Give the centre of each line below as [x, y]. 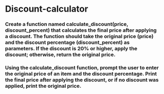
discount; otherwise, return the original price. [60, 55]
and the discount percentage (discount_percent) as [67, 42]
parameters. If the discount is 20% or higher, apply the [71, 49]
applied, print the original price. [43, 86]
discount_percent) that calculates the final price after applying [81, 30]
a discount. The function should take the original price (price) [79, 37]
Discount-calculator [47, 9]
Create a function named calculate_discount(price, [67, 24]
